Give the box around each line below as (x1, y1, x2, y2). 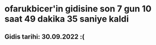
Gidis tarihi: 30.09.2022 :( (4, 33, 85, 41)
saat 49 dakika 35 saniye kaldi (4, 13, 129, 24)
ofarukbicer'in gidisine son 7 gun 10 (4, 3, 152, 14)
